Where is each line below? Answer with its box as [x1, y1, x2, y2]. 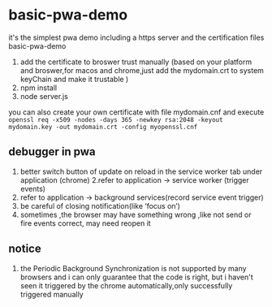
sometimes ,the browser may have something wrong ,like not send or [19, 210, 252, 219]
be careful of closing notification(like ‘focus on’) [19, 201, 181, 210]
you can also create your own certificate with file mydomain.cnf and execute [8, 107, 265, 117]
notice [8, 242, 42, 256]
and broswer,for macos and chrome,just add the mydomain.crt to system [19, 65, 264, 75]
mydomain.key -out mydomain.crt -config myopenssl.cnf [8, 123, 198, 131]
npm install [19, 83, 58, 93]
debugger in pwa [8, 145, 96, 159]
